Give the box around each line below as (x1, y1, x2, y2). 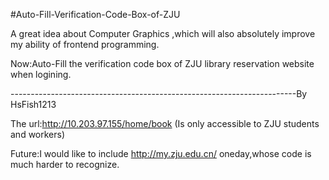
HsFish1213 (10, 99, 57, 110)
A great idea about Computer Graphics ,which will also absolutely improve (10, 28, 316, 39)
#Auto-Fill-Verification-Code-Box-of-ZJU (10, 9, 181, 20)
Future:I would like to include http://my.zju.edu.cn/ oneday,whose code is (10, 148, 312, 159)
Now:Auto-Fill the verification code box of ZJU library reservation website (10, 58, 315, 69)
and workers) (10, 129, 66, 140)
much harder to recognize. (10, 159, 120, 170)
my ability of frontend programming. (10, 39, 160, 50)
